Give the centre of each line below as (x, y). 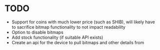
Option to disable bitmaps (38, 32)
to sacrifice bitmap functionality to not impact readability (68, 27)
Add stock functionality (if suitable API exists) (57, 37)
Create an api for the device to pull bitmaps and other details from (78, 42)
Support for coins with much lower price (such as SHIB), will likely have (83, 22)
